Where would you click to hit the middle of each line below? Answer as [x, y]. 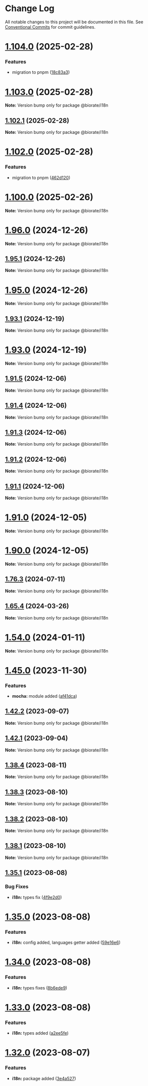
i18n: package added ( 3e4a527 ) [44, 1078]
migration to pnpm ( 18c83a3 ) [41, 72]
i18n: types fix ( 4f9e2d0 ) [37, 897]
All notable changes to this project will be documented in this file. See [74, 22]
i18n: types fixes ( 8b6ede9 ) [40, 988]
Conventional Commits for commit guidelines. [50, 27]
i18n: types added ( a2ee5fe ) [40, 1033]
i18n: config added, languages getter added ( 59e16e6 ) [66, 942]
